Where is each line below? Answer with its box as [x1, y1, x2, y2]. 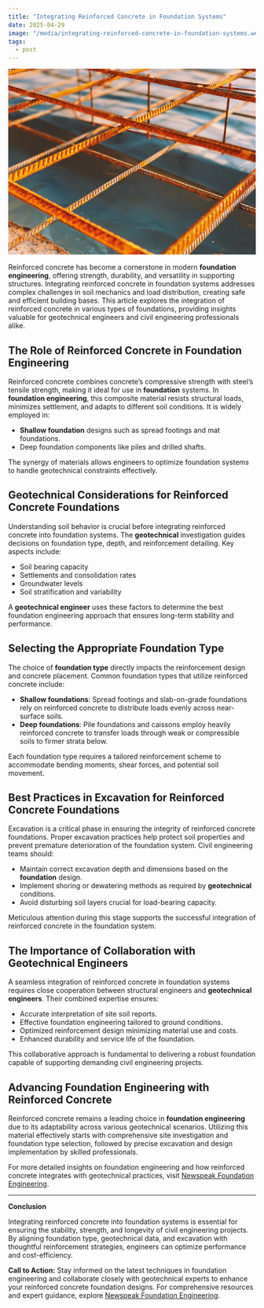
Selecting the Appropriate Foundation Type [8, 641, 225, 656]
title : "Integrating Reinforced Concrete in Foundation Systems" [8, 13, 226, 20]
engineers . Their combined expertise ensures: [8, 994, 159, 1004]
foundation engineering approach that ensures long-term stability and [8, 610, 234, 620]
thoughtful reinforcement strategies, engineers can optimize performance [8, 1242, 247, 1251]
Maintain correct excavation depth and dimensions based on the [19, 865, 229, 874]
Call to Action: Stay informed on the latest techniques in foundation [8, 1266, 227, 1275]
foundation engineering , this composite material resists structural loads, [8, 393, 244, 402]
